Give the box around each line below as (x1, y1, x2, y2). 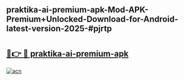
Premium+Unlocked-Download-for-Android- (6, 14, 179, 25)
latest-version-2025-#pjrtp (6, 23, 112, 34)
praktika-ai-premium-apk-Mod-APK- (6, 5, 149, 15)
